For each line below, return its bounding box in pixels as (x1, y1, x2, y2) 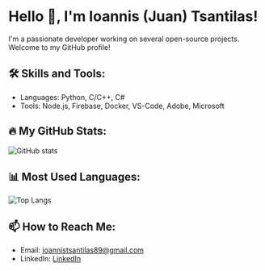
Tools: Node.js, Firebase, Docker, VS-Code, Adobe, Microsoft (19, 101, 225, 110)
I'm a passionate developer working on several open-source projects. (8, 34, 240, 44)
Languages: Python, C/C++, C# (19, 92, 125, 102)
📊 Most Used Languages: (8, 169, 141, 184)
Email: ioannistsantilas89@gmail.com (19, 245, 144, 255)
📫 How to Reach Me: (8, 219, 116, 233)
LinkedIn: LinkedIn (19, 254, 82, 264)
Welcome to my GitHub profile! (8, 42, 111, 52)
